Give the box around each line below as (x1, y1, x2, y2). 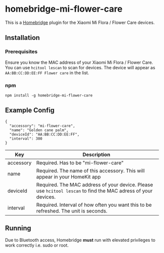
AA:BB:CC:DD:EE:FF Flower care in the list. (5, 70, 89, 76)
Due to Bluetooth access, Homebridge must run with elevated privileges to (5, 237, 156, 243)
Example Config (5, 106, 55, 115)
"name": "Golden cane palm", (9, 128, 69, 133)
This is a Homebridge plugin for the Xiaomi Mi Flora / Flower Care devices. (5, 19, 155, 25)
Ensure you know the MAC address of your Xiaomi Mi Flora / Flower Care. (5, 59, 153, 65)
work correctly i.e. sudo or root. (5, 242, 69, 248)
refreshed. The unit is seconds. (36, 207, 107, 214)
